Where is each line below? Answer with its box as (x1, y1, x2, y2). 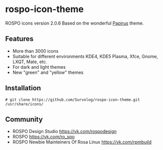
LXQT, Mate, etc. (12, 59, 48, 65)
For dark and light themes (12, 64, 66, 70)
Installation (5, 84, 41, 92)
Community (5, 115, 43, 123)
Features (5, 35, 34, 43)
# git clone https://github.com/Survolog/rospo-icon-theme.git (5, 97, 140, 102)
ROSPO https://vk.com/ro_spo (12, 134, 75, 140)
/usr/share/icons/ (5, 101, 44, 106)
